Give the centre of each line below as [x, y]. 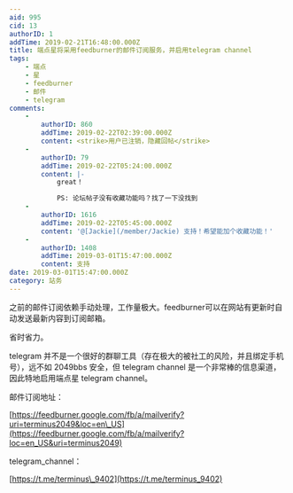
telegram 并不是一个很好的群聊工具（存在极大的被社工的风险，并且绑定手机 [147, 356]
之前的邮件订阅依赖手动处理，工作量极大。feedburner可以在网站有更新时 [142, 307]
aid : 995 [25, 17]
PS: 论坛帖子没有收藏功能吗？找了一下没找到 [127, 199]
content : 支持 [66, 264]
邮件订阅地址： [36, 396]
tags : [19, 59]
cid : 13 [23, 26]
